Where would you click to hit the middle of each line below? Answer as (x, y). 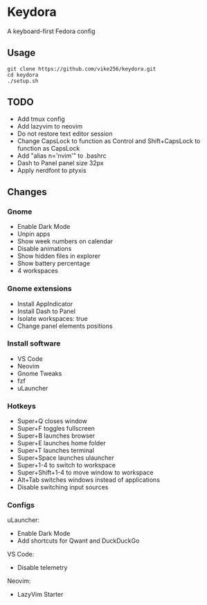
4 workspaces (38, 271)
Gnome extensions (39, 289)
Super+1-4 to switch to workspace (66, 465)
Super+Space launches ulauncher (65, 458)
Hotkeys (21, 406)
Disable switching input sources (63, 487)
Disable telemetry (42, 568)
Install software (34, 344)
